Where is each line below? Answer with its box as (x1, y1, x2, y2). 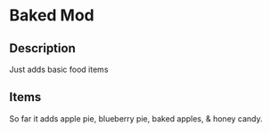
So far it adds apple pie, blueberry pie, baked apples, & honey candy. (9, 113, 263, 124)
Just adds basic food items (9, 64, 109, 74)
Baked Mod (9, 5, 95, 26)
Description (9, 41, 76, 56)
